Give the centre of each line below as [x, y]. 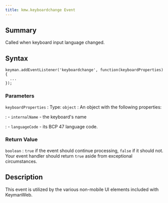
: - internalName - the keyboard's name [46, 117]
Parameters [20, 96]
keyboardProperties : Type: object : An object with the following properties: [83, 107]
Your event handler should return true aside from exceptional [69, 156]
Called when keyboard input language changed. [55, 42]
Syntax [17, 58]
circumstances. [21, 161]
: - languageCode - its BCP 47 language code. [52, 126]
